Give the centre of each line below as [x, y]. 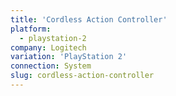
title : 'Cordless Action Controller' [89, 19]
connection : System [51, 66]
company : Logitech [48, 47]
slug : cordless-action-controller [82, 76]
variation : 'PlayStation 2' [69, 57]
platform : [31, 29]
